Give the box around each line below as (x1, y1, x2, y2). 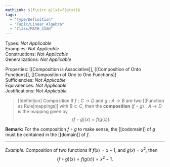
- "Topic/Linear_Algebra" (10, 21, 65, 27)
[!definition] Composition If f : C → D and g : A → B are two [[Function (17, 97, 164, 104)
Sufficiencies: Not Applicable (5, 77, 66, 83)
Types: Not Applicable (5, 40, 52, 46)
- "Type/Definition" (10, 17, 53, 22)
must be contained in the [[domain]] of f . (5, 131, 90, 138)
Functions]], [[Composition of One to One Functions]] (5, 72, 116, 78)
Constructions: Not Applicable (5, 51, 68, 57)
